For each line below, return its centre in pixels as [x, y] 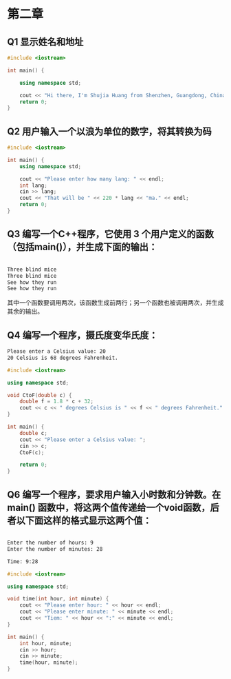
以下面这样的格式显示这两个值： [84, 520]
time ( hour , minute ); [49, 662]
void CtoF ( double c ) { [40, 395]
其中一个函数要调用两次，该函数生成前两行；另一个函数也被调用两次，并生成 [115, 303]
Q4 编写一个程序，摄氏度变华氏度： [82, 335]
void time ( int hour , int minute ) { [58, 599]
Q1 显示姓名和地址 [45, 42]
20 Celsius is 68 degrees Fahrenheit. [63, 358]
